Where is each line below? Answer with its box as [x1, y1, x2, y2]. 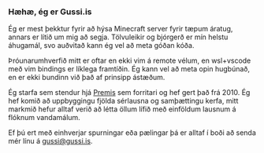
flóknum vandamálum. [8, 113, 80, 122]
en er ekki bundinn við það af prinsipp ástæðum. [8, 73, 165, 82]
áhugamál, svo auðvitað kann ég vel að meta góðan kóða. [8, 41, 195, 50]
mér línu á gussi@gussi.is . [8, 137, 93, 146]
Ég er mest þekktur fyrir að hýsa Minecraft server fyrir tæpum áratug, [8, 24, 233, 34]
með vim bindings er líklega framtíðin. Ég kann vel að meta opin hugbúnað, [8, 64, 251, 74]
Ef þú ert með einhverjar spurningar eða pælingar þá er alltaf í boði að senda [8, 128, 256, 137]
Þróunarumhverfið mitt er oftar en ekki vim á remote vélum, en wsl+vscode [8, 56, 251, 65]
